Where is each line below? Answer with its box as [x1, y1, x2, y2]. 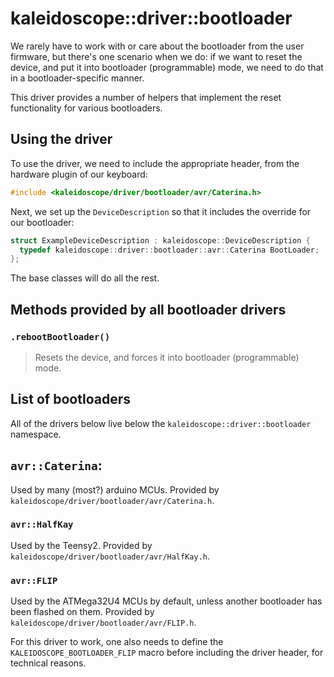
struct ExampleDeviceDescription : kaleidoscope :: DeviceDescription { [10, 235, 311, 246]
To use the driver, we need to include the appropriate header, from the [10, 157, 300, 169]
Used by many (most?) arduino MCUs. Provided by [10, 483, 220, 496]
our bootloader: [10, 216, 75, 228]
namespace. [10, 428, 62, 440]
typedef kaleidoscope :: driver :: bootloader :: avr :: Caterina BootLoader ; [19, 245, 320, 255]
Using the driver [10, 131, 113, 148]
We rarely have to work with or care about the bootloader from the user [10, 40, 305, 52]
